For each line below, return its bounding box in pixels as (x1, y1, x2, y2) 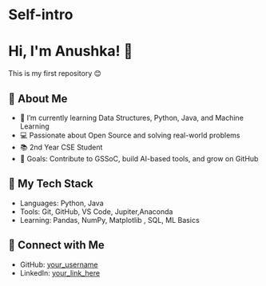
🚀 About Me (8, 92, 68, 105)
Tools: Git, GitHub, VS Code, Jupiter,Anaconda (19, 206, 173, 216)
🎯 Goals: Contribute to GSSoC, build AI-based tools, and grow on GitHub (19, 153, 259, 163)
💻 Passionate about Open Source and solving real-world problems (19, 130, 240, 140)
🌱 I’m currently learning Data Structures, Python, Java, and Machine (19, 113, 244, 122)
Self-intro (8, 6, 73, 24)
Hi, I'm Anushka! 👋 (8, 42, 133, 61)
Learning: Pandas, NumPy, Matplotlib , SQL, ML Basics (19, 215, 200, 224)
